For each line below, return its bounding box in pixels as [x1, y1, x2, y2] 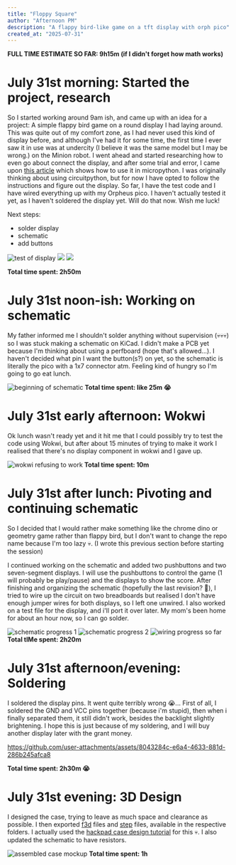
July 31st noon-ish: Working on [7, 292, 196, 309]
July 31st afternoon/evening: [7, 660, 181, 676]
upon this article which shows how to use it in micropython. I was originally [7, 166, 226, 175]
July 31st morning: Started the [7, 75, 190, 91]
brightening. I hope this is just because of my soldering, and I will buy [7, 721, 210, 730]
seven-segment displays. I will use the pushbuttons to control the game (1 [7, 568, 223, 577]
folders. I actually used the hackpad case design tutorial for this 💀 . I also [7, 827, 218, 836]
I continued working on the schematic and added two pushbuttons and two [7, 561, 227, 569]
